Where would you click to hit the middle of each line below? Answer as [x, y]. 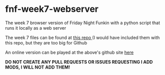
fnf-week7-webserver [52, 9]
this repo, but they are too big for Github [46, 42]
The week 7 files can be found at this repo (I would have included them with [82, 37]
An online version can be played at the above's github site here [69, 52]
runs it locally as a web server [36, 28]
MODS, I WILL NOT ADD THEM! [38, 67]
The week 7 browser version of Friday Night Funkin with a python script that [82, 23]
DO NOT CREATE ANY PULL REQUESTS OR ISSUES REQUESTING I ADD [79, 62]
